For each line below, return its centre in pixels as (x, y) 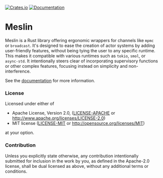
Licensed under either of (30, 104)
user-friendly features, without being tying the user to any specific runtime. (80, 50)
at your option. (20, 133)
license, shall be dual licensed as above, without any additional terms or (77, 166)
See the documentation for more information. (50, 80)
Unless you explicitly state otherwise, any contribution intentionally (72, 156)
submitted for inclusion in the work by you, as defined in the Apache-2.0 (77, 161)
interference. (18, 71)
